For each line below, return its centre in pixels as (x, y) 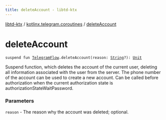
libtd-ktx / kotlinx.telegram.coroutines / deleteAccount (61, 24)
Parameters (19, 101)
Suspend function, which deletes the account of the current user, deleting (81, 67)
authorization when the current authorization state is (59, 82)
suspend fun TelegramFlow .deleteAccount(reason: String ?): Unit (73, 57)
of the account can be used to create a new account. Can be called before (82, 77)
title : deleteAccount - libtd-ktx (41, 10)
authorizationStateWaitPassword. (39, 88)
